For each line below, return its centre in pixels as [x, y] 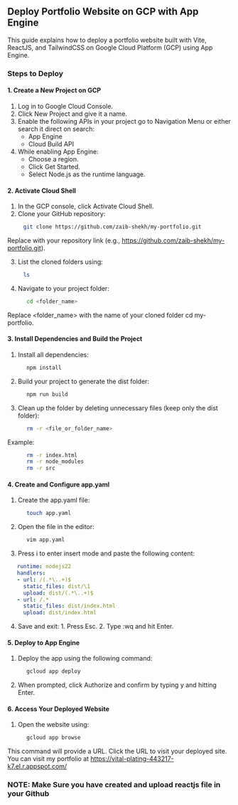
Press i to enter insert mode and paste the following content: [106, 553]
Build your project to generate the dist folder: [83, 381]
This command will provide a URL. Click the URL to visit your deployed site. [117, 751]
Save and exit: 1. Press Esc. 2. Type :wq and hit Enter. [96, 627]
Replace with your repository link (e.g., [64, 240]
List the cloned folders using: [60, 262]
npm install [44, 368]
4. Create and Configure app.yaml [59, 484]
